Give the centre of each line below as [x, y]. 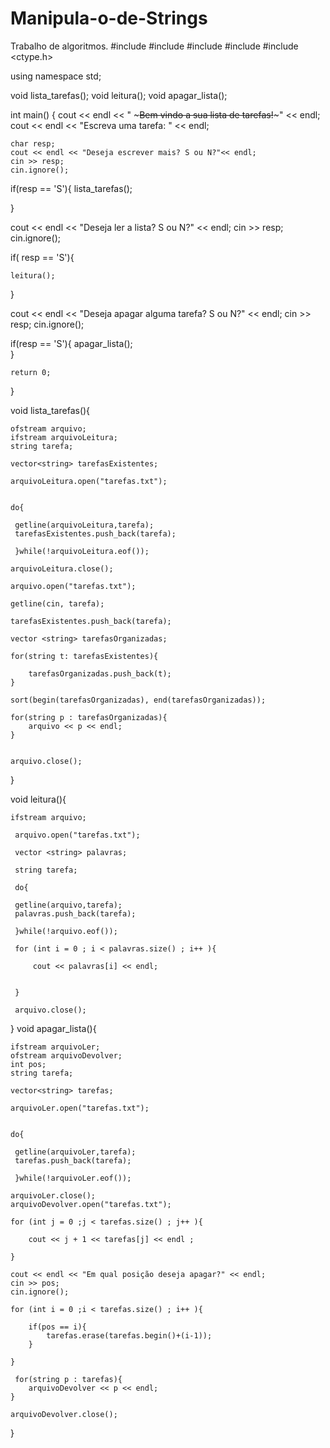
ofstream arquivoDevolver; [66, 1055]
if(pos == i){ [57, 1327]
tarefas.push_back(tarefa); [73, 1160]
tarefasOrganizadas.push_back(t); [100, 673]
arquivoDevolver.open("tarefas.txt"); [91, 1204]
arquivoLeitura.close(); [62, 568]
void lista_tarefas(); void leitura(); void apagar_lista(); [119, 95]
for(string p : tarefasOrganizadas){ [89, 717]
